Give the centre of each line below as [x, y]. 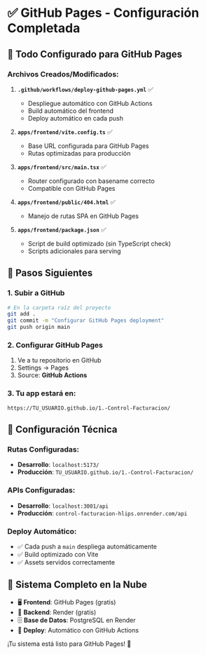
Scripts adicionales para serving [74, 251]
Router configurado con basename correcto [91, 181]
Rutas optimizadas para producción [79, 153]
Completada [44, 28]
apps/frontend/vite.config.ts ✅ [65, 132]
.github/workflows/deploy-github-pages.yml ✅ [85, 89]
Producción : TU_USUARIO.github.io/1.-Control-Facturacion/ [105, 472]
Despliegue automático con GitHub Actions [90, 103]
